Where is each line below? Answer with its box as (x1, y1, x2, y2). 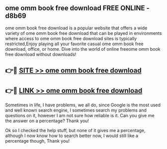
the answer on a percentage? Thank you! (5, 118, 89, 124)
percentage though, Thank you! (5, 138, 70, 144)
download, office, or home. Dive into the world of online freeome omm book (5, 46, 161, 52)
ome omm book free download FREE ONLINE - (5, 4, 150, 12)
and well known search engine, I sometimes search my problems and (5, 107, 147, 113)
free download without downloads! (5, 51, 77, 57)
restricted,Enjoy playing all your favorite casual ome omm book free (5, 41, 144, 47)
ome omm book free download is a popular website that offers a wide (5, 25, 148, 31)
